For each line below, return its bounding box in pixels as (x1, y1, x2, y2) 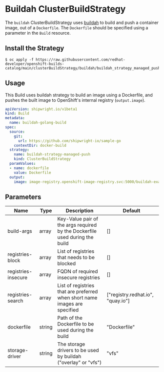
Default (123, 207, 141, 214)
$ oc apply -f (5, 57, 34, 62)
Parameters (5, 193, 41, 201)
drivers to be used (57, 347, 99, 354)
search (7, 297, 23, 304)
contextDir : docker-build (14, 143, 67, 148)
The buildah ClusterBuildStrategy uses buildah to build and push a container (5, 20, 159, 25)
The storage (57, 341, 85, 348)
